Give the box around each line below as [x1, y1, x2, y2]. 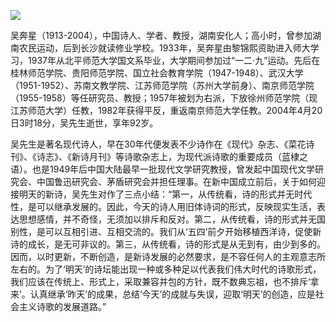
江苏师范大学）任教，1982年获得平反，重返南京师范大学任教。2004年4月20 [10, 105, 323, 116]
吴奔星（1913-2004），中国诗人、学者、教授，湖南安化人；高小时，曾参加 [10, 30, 313, 41]
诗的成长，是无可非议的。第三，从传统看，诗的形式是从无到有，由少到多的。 [10, 238, 326, 250]
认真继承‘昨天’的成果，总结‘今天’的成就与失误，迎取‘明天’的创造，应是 [29, 288, 316, 300]
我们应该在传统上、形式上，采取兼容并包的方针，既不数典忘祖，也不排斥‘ [10, 276, 311, 287]
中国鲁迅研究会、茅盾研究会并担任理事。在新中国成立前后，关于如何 [36, 176, 317, 187]
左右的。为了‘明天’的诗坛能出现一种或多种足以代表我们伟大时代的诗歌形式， [10, 263, 322, 275]
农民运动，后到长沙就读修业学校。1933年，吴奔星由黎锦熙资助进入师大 [18, 42, 311, 54]
